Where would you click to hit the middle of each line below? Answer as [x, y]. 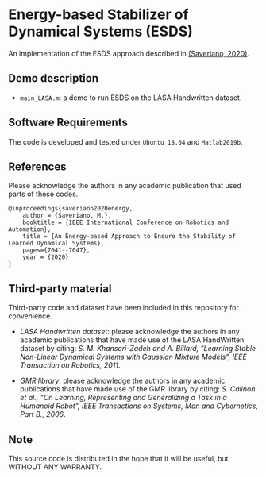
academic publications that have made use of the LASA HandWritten [132, 340]
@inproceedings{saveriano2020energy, [71, 209]
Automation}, [30, 229]
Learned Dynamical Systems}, [56, 244]
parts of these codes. [43, 194]
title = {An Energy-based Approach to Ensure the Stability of [129, 237]
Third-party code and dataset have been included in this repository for [124, 308]
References [37, 166]
